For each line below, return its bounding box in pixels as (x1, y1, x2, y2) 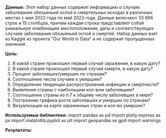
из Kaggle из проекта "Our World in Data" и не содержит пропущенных (5, 36, 155, 42)
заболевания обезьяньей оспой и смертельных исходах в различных (5, 9, 153, 15)
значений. (5, 41, 27, 47)
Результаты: (5, 127, 32, 133)
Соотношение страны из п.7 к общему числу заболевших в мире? (12, 92, 153, 98)
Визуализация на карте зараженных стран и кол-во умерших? (12, 103, 146, 108)
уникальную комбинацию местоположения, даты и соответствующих (5, 25, 154, 31)
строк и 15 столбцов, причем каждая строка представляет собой (5, 20, 144, 26)
